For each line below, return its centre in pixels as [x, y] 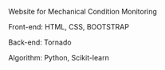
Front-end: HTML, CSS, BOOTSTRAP [69, 27]
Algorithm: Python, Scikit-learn [59, 58]
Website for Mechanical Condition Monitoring [83, 12]
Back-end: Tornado [40, 42]
